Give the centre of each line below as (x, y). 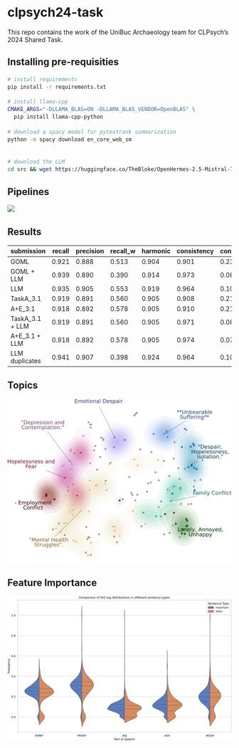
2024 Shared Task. (35, 39)
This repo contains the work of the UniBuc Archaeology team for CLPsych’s (118, 32)
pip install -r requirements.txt (57, 87)
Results (25, 232)
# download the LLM (36, 162)
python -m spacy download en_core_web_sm (70, 139)
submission (28, 251)
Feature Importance (52, 583)
